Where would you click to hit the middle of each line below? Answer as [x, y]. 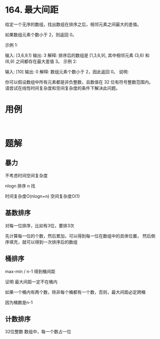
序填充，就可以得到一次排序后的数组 [41, 242]
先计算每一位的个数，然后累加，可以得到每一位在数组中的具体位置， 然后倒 [80, 236]
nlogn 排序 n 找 [20, 186]
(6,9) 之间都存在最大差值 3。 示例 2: [41, 61]
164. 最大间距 [32, 10]
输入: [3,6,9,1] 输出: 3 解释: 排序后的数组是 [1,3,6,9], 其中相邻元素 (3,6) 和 [77, 55]
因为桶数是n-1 [19, 302]
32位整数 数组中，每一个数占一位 [38, 332]
